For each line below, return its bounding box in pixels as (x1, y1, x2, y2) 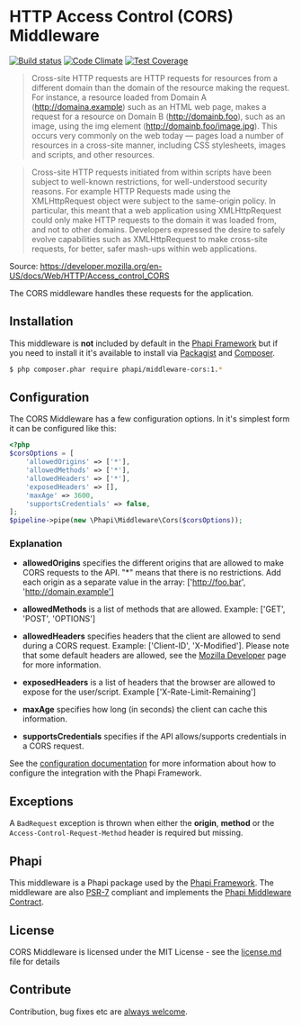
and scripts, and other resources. (31, 149, 155, 159)
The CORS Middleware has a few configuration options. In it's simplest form (9, 413, 290, 424)
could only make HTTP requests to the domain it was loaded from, (31, 214, 277, 225)
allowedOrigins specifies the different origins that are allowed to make (22, 558, 285, 568)
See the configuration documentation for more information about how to (9, 758, 277, 769)
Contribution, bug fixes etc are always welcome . (9, 1006, 189, 1017)
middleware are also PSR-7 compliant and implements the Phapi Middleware (9, 887, 292, 898)
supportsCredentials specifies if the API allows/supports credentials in (22, 731, 287, 742)
